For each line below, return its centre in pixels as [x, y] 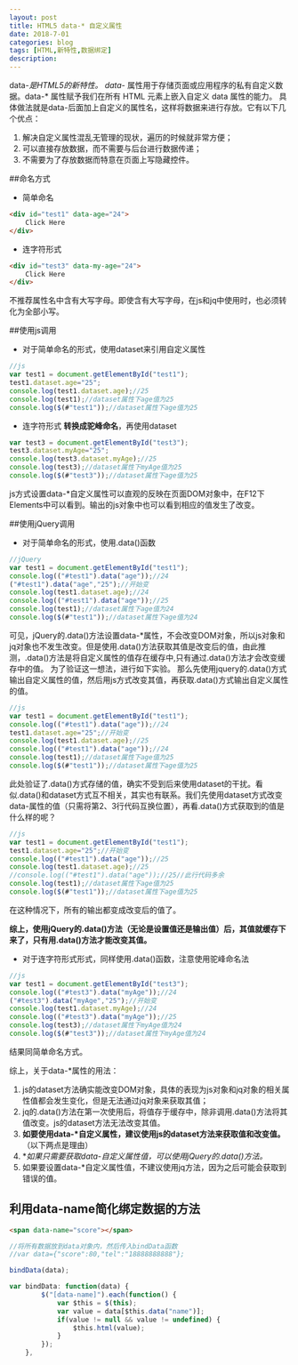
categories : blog [41, 42]
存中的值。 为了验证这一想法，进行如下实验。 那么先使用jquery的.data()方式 [148, 669]
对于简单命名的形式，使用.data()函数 [89, 542]
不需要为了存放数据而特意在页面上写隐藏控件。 [108, 160]
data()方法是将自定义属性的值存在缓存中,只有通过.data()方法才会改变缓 [157, 657]
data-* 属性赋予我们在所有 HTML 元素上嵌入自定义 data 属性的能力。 [151, 96]
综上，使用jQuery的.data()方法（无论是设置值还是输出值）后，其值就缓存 [144, 928]
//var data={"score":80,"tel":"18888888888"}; [97, 1255]
